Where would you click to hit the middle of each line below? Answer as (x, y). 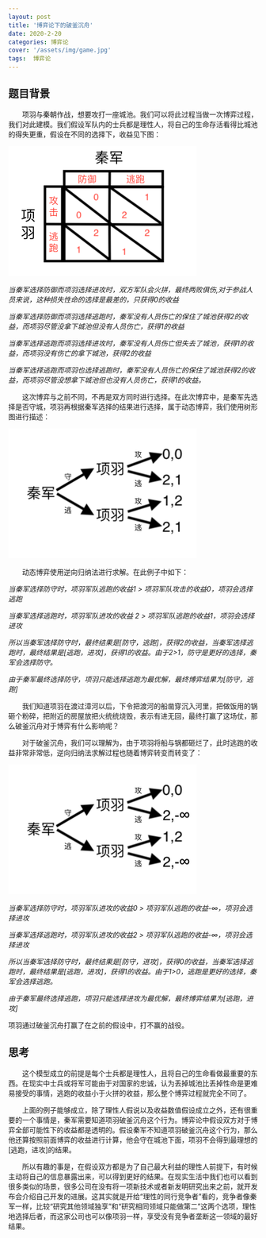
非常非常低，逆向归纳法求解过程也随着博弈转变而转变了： (108, 752)
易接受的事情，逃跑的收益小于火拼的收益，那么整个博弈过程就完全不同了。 (129, 1093)
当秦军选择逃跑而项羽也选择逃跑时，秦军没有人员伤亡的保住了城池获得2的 (128, 370)
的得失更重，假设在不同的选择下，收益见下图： (84, 134)
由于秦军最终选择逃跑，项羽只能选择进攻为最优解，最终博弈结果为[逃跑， (127, 998)
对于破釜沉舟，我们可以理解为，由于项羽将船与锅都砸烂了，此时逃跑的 (137, 742)
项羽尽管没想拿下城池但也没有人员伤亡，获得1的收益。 (117, 380)
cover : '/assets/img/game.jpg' (60, 50)
